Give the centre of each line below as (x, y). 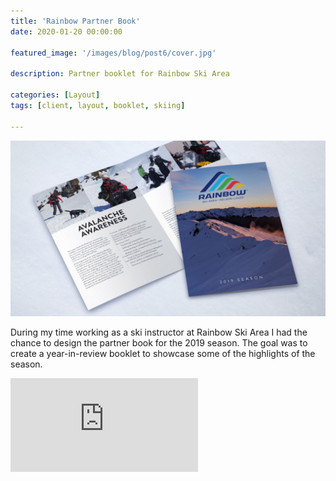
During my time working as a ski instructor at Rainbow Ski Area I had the (159, 332)
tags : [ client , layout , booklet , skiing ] (98, 105)
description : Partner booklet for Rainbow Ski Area (120, 74)
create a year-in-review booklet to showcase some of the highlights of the (163, 354)
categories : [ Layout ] (55, 95)
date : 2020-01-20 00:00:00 (66, 31)
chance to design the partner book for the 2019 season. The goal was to (159, 343)
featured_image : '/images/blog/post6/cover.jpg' (113, 53)
